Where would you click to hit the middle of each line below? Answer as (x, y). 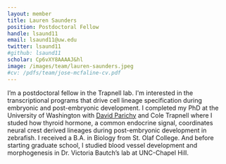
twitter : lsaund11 (34, 46)
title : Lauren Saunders (42, 20)
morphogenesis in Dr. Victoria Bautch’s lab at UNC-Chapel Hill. (98, 153)
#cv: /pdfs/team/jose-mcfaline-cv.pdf (64, 72)
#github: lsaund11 (34, 53)
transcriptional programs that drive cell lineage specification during (105, 100)
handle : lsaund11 (33, 33)
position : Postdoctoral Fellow (53, 27)
